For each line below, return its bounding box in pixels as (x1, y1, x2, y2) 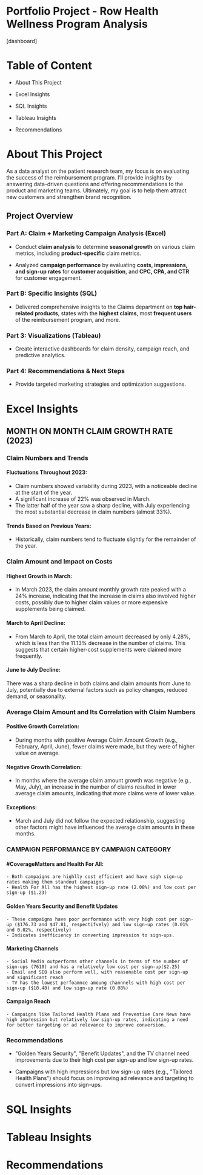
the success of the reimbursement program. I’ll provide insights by (6, 173, 172, 181)
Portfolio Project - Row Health (6, 4, 159, 18)
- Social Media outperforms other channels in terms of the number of (6, 958, 188, 964)
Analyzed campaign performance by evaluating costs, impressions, (15, 261, 188, 268)
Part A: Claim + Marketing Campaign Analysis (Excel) (6, 229, 167, 238)
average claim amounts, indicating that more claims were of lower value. (15, 790, 196, 797)
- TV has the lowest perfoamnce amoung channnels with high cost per (6, 980, 186, 986)
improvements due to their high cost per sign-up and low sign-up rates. (15, 1056, 194, 1064)
